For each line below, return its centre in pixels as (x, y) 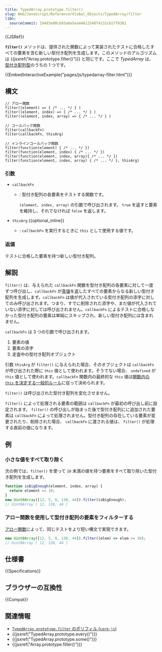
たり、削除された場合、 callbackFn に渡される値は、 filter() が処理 (86, 422)
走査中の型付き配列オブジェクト (44, 354)
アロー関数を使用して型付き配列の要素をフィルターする (69, 518)
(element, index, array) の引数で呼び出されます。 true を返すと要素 (88, 205)
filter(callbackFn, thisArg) (34, 134)
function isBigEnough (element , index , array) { (54, 486)
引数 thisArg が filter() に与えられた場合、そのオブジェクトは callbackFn (80, 365)
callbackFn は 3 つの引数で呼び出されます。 (48, 332)
